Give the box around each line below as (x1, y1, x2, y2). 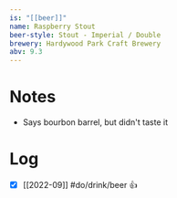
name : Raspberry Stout (9, 22, 96, 31)
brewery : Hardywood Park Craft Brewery (9, 38, 161, 48)
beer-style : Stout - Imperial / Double (9, 30, 161, 39)
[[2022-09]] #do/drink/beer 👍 (22, 180, 138, 190)
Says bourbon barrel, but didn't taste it (22, 117, 169, 128)
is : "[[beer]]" (9, 13, 68, 23)
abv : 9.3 (9, 47, 43, 57)
